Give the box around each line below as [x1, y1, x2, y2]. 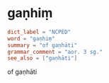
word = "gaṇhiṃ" [7, 35, 55, 42]
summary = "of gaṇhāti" [7, 41, 78, 49]
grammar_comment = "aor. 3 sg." [7, 48, 103, 55]
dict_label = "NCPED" [7, 28, 71, 35]
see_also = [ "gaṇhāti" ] [7, 55, 78, 62]
